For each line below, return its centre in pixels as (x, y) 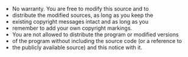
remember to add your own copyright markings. (72, 28)
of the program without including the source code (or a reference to (97, 41)
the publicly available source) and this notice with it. (77, 47)
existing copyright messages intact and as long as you (80, 22)
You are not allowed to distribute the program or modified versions (95, 35)
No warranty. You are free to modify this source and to (80, 9)
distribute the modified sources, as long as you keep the (82, 15)
